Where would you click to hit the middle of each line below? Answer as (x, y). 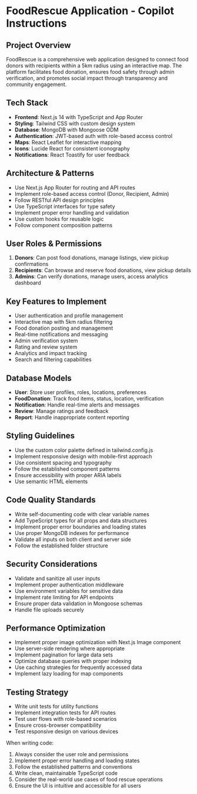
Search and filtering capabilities (53, 360)
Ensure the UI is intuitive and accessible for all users (78, 786)
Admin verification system (46, 341)
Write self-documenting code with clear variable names (82, 514)
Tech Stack (27, 103)
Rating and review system (46, 347)
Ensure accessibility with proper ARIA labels (68, 475)
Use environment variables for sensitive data (69, 590)
